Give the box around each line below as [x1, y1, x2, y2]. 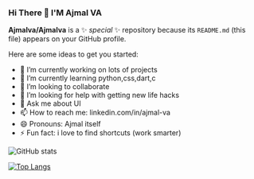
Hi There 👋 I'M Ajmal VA [8, 7, 102, 18]
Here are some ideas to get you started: [8, 49, 139, 59]
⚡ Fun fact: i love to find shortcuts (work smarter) [19, 128, 182, 138]
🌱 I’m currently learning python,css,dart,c [19, 73, 157, 83]
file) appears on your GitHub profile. [8, 34, 127, 44]
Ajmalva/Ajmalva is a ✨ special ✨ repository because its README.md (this [8, 25, 246, 35]
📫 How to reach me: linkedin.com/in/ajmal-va [19, 107, 171, 118]
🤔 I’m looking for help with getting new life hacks [19, 91, 180, 100]
